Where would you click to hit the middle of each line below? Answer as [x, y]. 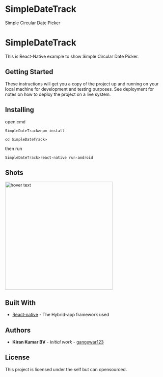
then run [14, 149]
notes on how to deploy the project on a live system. [58, 94]
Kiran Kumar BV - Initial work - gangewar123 [58, 342]
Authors [18, 330]
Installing [20, 110]
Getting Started [29, 72]
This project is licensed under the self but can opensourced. [66, 369]
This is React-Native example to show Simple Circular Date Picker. [72, 56]
